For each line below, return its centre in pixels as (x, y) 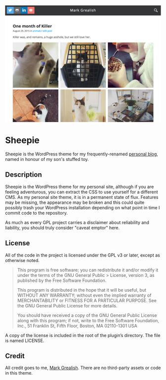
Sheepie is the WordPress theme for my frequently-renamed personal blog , (82, 154)
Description (23, 175)
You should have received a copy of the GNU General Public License (87, 315)
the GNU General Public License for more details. (67, 305)
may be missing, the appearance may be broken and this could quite (75, 202)
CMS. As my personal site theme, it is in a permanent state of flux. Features (82, 197)
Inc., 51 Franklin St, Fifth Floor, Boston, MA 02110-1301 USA (77, 326)
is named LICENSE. (25, 341)
